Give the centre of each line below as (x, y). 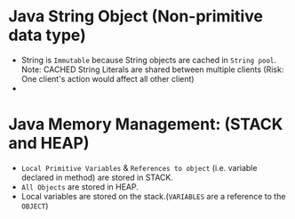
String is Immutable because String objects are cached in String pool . (149, 60)
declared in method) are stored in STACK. (97, 177)
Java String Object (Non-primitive (136, 16)
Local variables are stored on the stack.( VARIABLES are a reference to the (153, 196)
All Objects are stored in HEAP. (80, 187)
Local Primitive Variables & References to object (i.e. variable (139, 167)
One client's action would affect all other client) (108, 78)
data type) (47, 35)
